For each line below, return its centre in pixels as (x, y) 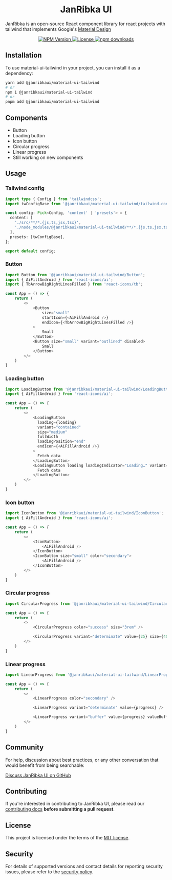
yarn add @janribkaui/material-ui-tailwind (52, 83)
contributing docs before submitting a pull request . (60, 809)
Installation (24, 55)
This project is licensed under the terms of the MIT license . (67, 838)
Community (25, 748)
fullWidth (48, 437)
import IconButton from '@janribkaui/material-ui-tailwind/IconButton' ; (84, 513)
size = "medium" (52, 432)
